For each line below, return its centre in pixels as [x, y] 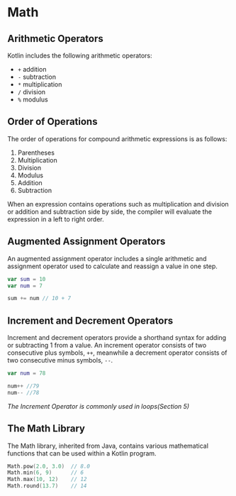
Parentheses [36, 153]
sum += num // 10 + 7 [39, 299]
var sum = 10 [27, 279]
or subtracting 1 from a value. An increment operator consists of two [107, 346]
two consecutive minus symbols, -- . [60, 360]
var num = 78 [27, 373]
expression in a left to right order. [56, 219]
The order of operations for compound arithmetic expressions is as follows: [117, 138]
